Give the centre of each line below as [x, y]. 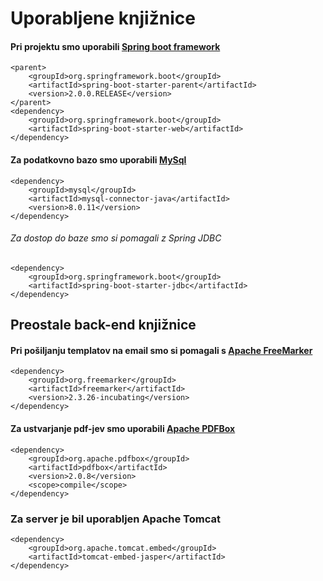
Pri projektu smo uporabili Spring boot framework [115, 46]
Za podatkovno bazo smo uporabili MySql [98, 159]
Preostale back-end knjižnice [103, 325]
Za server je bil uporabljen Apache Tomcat [115, 519]
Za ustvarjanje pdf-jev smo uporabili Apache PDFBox [123, 428]
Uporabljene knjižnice [103, 18]
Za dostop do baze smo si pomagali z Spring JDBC [116, 238]
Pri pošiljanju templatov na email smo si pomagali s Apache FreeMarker [161, 350]
